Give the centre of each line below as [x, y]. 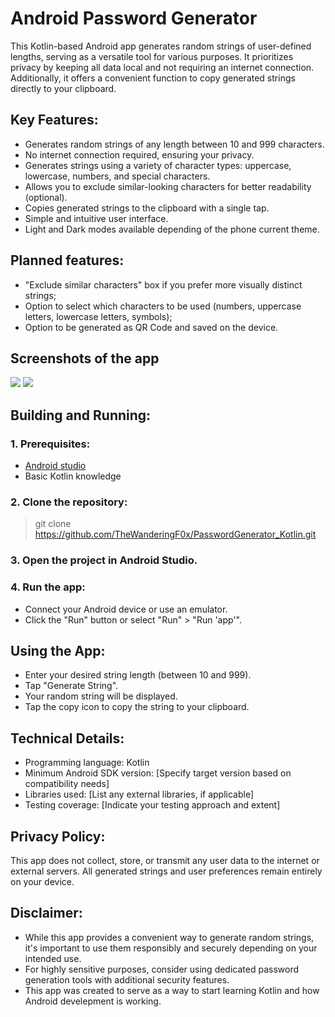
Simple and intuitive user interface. [96, 218]
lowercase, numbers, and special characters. [117, 176]
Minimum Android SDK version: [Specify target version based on [158, 773]
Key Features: [54, 120]
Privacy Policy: [58, 836]
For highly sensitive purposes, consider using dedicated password [162, 969]
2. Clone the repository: [69, 502]
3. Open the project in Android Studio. [104, 560]
